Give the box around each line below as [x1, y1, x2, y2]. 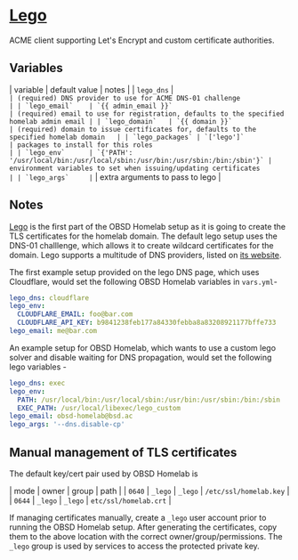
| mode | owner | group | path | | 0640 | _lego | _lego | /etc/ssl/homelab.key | [9, 486, 290, 496]
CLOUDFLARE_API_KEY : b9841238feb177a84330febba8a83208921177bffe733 [17, 318, 277, 328]
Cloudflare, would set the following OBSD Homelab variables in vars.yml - [9, 276, 278, 287]
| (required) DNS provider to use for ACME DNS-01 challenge [9, 93, 241, 102]
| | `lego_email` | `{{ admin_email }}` [9, 101, 173, 110]
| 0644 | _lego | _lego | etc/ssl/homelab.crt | [9, 495, 172, 506]
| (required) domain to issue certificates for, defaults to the [9, 125, 256, 134]
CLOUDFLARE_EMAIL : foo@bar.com [17, 310, 133, 319]
